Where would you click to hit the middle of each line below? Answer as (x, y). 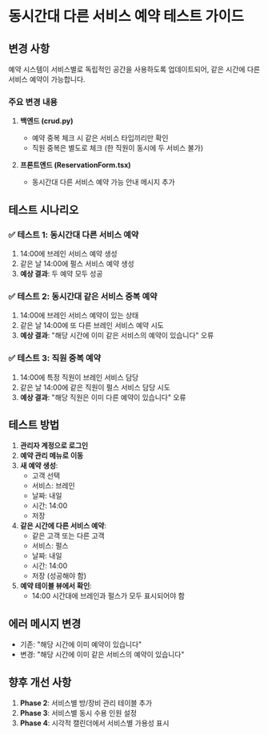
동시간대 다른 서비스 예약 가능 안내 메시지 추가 (103, 182)
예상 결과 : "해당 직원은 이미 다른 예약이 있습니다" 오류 (103, 397)
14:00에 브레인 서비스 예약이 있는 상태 (79, 315)
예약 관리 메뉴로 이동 (52, 456)
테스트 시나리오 (44, 210)
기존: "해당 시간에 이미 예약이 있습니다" (81, 644)
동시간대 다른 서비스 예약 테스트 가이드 (126, 16)
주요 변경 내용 (33, 102)
